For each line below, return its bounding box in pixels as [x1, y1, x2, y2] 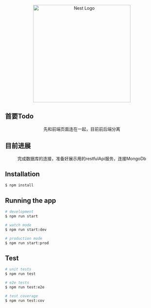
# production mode [5, 236, 42, 241]
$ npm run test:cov [5, 298, 45, 303]
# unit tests [5, 267, 32, 272]
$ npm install [5, 183, 34, 188]
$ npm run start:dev [5, 227, 47, 232]
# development [5, 210, 34, 214]
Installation [5, 170, 40, 178]
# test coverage [5, 293, 38, 298]
